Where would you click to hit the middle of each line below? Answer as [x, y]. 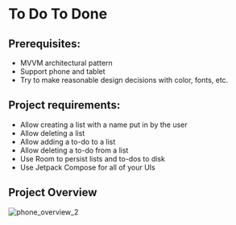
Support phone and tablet [63, 72]
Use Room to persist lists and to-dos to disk [92, 158]
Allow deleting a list [52, 133]
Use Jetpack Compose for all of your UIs [87, 167]
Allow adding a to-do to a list [68, 141]
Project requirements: [64, 105]
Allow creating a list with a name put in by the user [104, 125]
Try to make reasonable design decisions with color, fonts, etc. [124, 80]
